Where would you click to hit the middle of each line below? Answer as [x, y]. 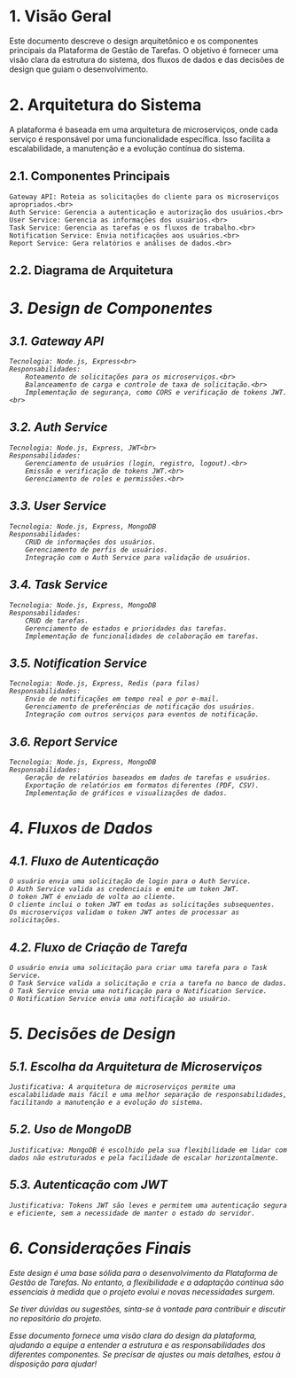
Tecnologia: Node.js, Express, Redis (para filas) [105, 684]
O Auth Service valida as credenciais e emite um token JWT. [125, 889]
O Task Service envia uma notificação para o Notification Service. [138, 990]
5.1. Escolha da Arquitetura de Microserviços [136, 1066]
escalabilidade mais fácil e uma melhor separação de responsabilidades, [148, 1094]
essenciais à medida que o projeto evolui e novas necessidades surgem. [142, 1291]
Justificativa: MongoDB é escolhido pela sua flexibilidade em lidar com [148, 1150]
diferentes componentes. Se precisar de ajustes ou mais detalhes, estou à [145, 1354]
